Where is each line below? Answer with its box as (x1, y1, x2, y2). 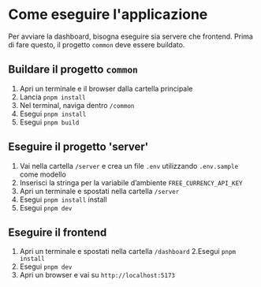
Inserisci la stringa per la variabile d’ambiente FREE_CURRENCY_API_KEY (19, 177, 243, 187)
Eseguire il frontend (8, 225, 107, 239)
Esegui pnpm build (19, 117, 80, 127)
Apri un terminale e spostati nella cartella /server (19, 186, 180, 196)
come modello (19, 170, 67, 179)
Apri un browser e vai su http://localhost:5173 (19, 270, 176, 280)
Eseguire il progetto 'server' (8, 140, 149, 154)
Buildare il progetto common (8, 63, 138, 76)
